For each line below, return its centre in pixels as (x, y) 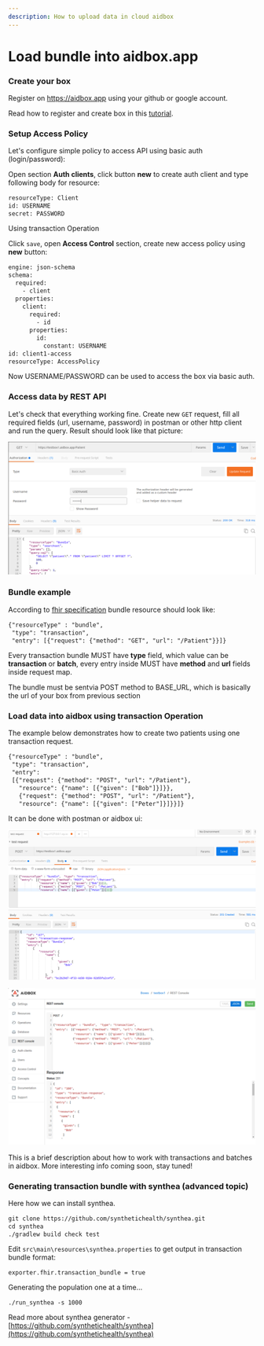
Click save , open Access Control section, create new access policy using (127, 244)
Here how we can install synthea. (62, 1203)
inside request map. (40, 671)
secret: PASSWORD (37, 214)
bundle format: (32, 1257)
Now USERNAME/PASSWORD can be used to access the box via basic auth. (132, 377)
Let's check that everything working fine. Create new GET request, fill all (124, 414)
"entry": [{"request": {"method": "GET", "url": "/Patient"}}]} (119, 641)
